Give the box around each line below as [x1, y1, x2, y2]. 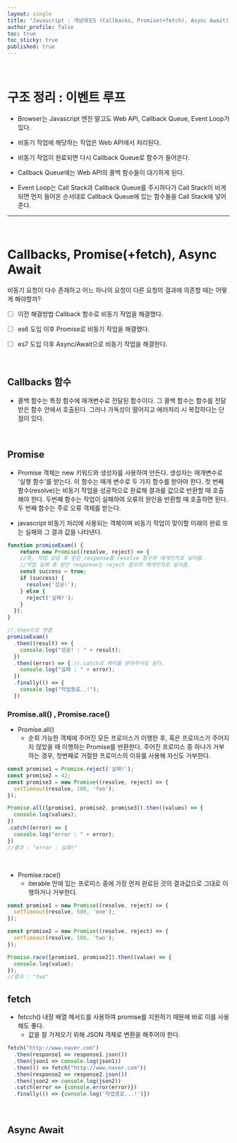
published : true [7, 43, 55, 50]
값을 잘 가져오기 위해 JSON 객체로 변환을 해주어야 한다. [28, 1031, 181, 1039]
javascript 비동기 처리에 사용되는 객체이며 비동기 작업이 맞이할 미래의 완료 [17, 518, 221, 527]
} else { [20, 588, 46, 595]
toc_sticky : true [7, 37, 59, 44]
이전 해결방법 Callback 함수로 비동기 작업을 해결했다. [17, 309, 164, 318]
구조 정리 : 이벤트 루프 [7, 90, 126, 106]
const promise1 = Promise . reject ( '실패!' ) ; [7, 765, 134, 773]
